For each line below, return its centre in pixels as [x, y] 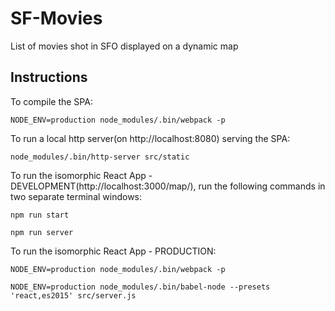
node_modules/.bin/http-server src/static [100, 157]
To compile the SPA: [51, 101]
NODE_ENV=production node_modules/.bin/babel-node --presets [140, 287]
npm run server [42, 232]
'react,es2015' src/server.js [73, 295]
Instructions [49, 77]
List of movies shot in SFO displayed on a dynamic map [124, 46]
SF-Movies [56, 18]
